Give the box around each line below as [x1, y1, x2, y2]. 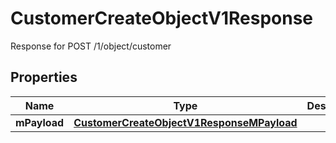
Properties [10, 69, 78, 86]
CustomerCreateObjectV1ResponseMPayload [73, 115, 298, 129]
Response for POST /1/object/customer [10, 40, 172, 52]
